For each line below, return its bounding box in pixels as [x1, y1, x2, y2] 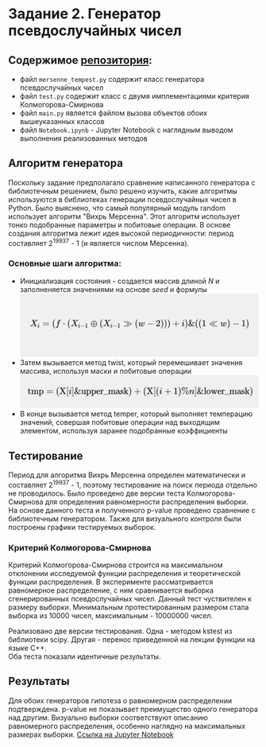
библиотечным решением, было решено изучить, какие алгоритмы [8, 186, 238, 196]
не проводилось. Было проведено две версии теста [8, 488, 185, 498]
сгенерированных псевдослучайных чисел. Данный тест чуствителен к [8, 593, 253, 603]
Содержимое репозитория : [8, 53, 152, 67]
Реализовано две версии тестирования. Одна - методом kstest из [8, 626, 233, 636]
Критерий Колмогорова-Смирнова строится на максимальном [8, 560, 224, 570]
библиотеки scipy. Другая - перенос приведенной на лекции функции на [8, 634, 256, 644]
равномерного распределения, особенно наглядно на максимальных [8, 721, 246, 730]
